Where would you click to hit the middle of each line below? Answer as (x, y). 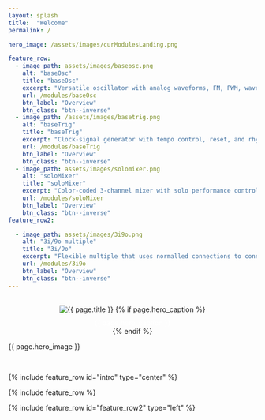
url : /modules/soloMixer (63, 198)
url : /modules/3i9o (54, 264)
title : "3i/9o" (47, 249)
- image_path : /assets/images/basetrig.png (88, 118)
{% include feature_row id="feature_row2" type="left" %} (102, 407)
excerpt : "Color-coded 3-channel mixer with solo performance (127, 191)
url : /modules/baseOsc (60, 96)
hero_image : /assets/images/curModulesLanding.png (93, 44)
